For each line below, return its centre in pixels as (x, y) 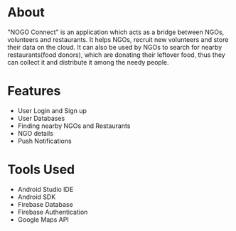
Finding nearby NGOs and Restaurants (74, 126)
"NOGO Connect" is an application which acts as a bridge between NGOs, (116, 32)
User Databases (41, 118)
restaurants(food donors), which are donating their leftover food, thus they (116, 55)
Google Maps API (43, 219)
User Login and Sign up (52, 110)
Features (34, 91)
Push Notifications (45, 141)
